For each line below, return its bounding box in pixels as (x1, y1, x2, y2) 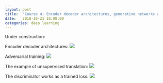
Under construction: (5, 34, 45, 40)
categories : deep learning (5, 20, 60, 26)
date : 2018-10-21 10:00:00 (5, 16, 64, 21)
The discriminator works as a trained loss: (5, 73, 89, 80)
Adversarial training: (5, 54, 46, 59)
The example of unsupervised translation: (5, 64, 88, 69)
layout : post (5, 7, 32, 12)
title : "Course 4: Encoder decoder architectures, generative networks (5, 12, 155, 16)
